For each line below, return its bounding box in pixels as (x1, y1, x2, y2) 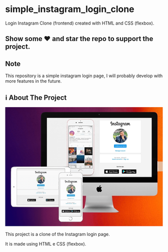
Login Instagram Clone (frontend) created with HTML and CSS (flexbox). (5, 20, 154, 26)
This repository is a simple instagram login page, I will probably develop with (5, 73, 163, 79)
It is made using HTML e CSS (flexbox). (5, 240, 86, 246)
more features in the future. (5, 78, 62, 84)
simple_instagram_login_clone (5, 4, 134, 15)
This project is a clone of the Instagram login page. (5, 231, 110, 237)
